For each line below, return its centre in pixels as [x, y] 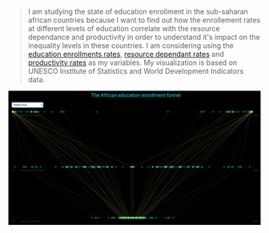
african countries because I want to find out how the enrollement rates [144, 20]
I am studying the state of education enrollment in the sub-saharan [138, 12]
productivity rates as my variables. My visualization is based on [132, 62]
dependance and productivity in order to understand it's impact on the [144, 37]
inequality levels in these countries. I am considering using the [130, 46]
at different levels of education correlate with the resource [124, 28]
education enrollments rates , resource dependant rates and [126, 54]
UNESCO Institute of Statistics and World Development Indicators [136, 71]
